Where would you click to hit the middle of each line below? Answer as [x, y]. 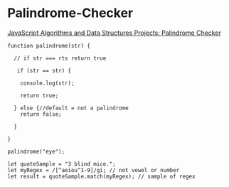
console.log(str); [47, 83]
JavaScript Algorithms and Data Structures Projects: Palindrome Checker [114, 33]
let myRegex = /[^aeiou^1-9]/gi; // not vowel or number [94, 170]
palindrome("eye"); [36, 151]
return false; [41, 114]
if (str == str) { [44, 70]
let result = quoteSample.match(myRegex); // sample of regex [101, 176]
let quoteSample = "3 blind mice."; [62, 164]
